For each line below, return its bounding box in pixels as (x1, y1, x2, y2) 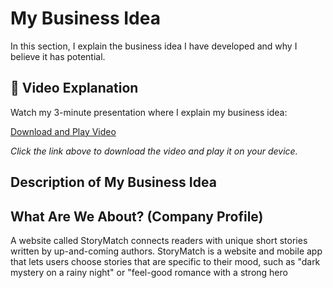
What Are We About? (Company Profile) (10, 208, 264, 225)
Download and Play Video (10, 125, 117, 137)
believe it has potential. (10, 50, 106, 62)
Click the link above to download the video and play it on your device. (10, 145, 298, 157)
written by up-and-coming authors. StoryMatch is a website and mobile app (10, 245, 323, 257)
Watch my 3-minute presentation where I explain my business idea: (10, 106, 288, 118)
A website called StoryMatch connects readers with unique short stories (10, 234, 308, 246)
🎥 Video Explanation (10, 80, 139, 97)
